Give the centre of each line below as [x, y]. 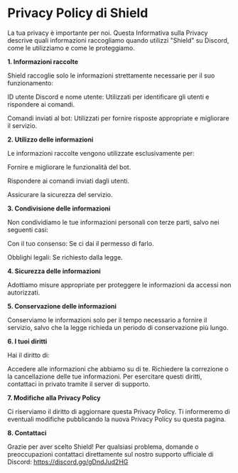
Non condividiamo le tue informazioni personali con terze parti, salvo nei [113, 222]
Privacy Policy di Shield [78, 13]
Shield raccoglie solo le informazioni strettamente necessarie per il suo [111, 75]
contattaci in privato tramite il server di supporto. [79, 384]
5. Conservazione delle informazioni [62, 306]
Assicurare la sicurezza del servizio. [60, 194]
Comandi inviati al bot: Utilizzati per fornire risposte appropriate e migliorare [118, 118]
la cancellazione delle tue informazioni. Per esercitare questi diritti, [105, 376]
